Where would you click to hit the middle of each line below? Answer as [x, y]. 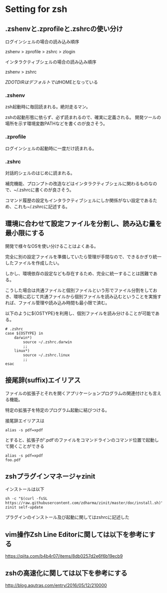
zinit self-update [24, 507]
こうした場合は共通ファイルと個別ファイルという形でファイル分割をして [79, 290]
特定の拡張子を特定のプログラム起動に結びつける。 [57, 410]
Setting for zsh [36, 9]
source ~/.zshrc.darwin [47, 342]
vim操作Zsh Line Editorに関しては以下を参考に [77, 534]
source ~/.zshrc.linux [46, 355]
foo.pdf [13, 460]
